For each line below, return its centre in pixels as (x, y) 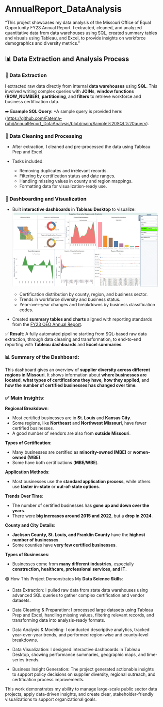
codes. (26, 310)
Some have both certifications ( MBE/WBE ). (55, 463)
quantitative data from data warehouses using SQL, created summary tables (81, 33)
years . (19, 511)
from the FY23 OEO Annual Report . (47, 324)
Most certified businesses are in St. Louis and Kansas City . (72, 418)
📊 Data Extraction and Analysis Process (67, 59)
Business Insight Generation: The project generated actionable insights (83, 669)
